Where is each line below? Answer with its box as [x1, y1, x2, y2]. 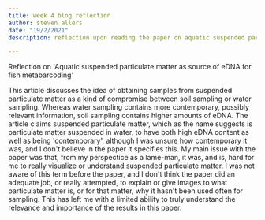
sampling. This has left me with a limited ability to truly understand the [8, 195, 237, 204]
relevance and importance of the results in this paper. [8, 203, 182, 213]
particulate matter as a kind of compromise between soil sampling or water [8, 94, 252, 103]
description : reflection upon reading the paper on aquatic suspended [8, 33, 245, 42]
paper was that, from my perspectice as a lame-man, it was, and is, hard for [8, 153, 255, 162]
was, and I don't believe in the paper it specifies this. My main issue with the [8, 144, 256, 154]
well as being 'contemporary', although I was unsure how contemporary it [8, 136, 248, 146]
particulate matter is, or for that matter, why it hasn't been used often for [8, 186, 243, 196]
